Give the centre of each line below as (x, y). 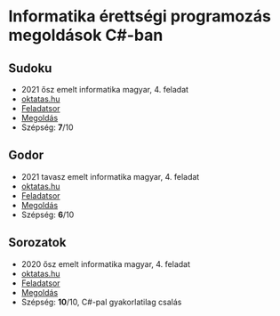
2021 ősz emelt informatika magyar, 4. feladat (104, 89)
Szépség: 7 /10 (47, 127)
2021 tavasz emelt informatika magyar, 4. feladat (110, 176)
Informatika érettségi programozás (140, 16)
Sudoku (30, 68)
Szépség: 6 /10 (48, 215)
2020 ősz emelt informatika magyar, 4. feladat (106, 263)
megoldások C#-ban (86, 35)
